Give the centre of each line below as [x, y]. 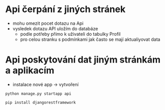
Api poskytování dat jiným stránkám [83, 60]
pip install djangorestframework [41, 102]
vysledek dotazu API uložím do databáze [55, 28]
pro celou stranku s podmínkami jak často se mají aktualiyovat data [90, 39]
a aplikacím [30, 70]
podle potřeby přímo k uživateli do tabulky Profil [70, 34]
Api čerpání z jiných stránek [65, 9]
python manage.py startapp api [38, 94]
